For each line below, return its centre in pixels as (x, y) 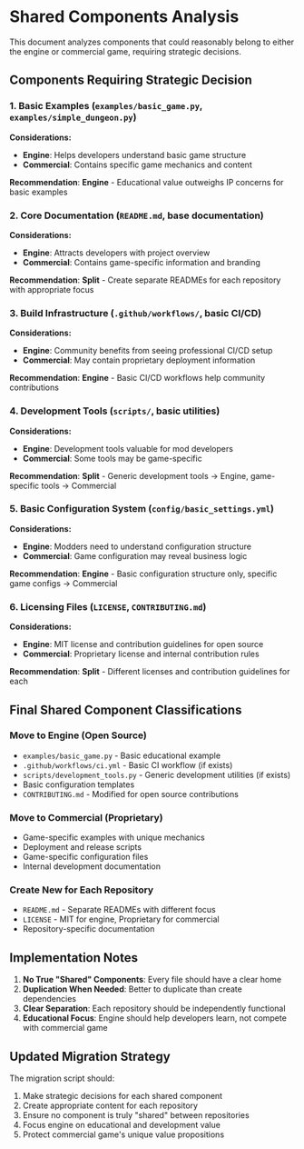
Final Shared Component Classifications (126, 709)
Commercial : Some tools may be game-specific (112, 458)
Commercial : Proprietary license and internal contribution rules (141, 654)
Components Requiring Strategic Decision (131, 80)
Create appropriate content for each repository (110, 1105)
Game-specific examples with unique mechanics (114, 837)
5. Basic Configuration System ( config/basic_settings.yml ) (142, 509)
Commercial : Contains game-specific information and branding (142, 262)
